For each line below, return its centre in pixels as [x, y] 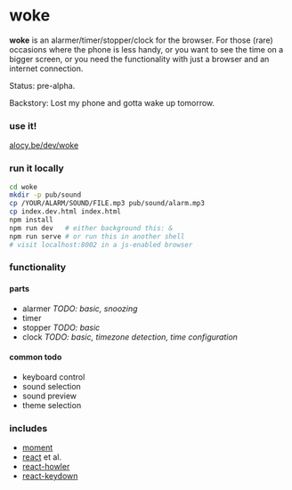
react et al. [42, 457]
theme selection [52, 405]
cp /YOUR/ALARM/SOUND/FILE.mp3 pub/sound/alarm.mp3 [107, 204]
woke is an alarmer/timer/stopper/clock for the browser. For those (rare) [141, 40]
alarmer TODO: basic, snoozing [80, 309]
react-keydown [50, 476]
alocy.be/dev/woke [44, 145]
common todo [36, 357]
